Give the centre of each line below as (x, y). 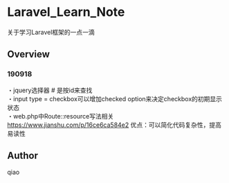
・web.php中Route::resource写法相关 (61, 116)
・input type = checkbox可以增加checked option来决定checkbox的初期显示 (115, 98)
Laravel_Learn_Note (66, 12)
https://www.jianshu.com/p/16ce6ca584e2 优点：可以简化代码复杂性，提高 (114, 125)
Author (22, 156)
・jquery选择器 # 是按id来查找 (50, 90)
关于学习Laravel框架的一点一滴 (51, 32)
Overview (29, 54)
